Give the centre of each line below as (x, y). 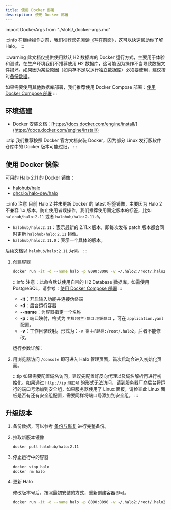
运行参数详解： (28, 348)
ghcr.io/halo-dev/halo (35, 193)
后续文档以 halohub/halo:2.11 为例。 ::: (46, 251)
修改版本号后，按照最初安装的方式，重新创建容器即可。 (70, 493)
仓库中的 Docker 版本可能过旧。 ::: (41, 147)
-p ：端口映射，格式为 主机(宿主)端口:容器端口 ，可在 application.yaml (92, 318)
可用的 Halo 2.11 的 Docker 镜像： (40, 178)
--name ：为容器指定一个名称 (51, 312)
